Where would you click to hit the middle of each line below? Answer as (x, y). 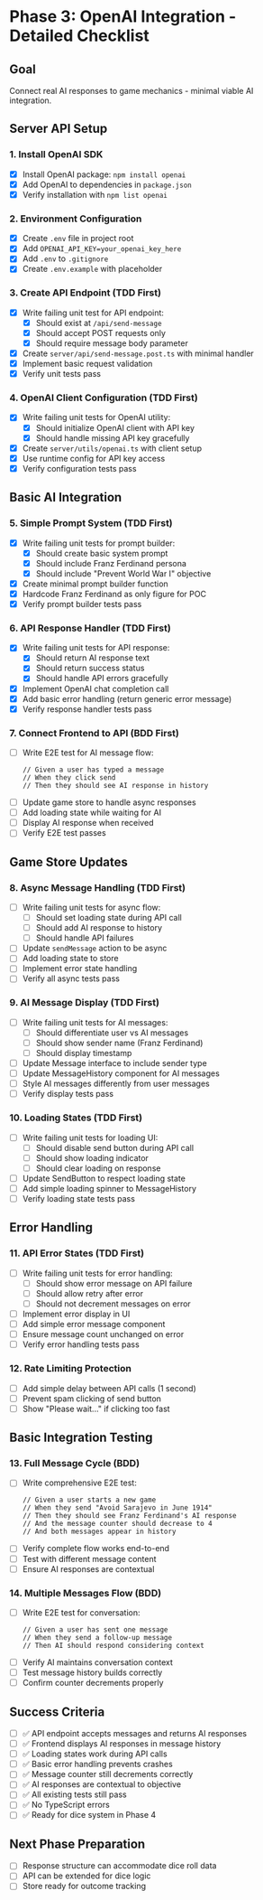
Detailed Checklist (80, 36)
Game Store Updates (69, 861)
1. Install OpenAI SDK (56, 154)
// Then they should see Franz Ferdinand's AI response (129, 1516)
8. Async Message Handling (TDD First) (98, 887)
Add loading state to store (70, 959)
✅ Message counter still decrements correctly (108, 1774)
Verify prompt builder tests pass (82, 604)
